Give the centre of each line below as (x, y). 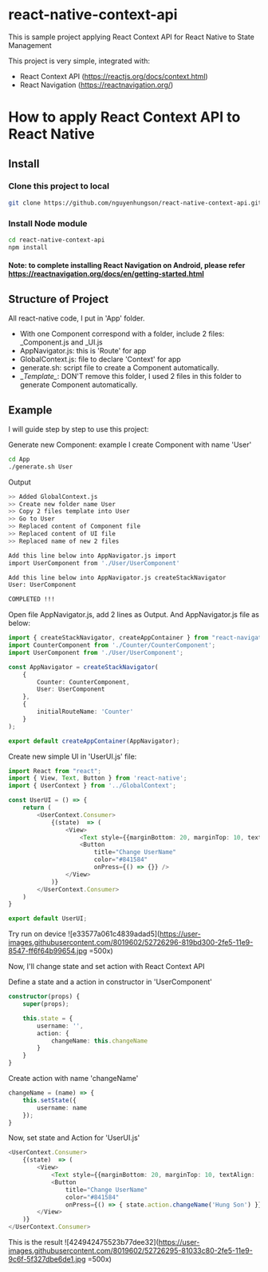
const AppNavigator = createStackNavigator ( (83, 667)
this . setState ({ (50, 1100)
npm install (28, 247)
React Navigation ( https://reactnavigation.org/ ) (97, 85)
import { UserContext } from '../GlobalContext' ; (93, 786)
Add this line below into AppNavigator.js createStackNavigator (117, 577)
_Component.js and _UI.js (61, 342)
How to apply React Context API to (124, 117)
